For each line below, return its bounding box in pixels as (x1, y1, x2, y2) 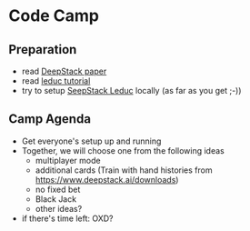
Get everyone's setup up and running (21, 136, 162, 146)
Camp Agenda (8, 111, 92, 127)
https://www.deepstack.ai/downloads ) (35, 174, 179, 185)
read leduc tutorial (21, 75, 91, 86)
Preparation (8, 42, 77, 57)
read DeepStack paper (21, 65, 107, 76)
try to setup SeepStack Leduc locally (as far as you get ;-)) (21, 85, 242, 95)
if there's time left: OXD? (21, 213, 115, 224)
